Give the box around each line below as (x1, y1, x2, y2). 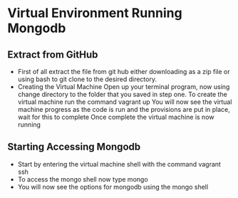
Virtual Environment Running (7, 5, 183, 21)
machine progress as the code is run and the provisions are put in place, (17, 105, 230, 113)
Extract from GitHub (7, 48, 98, 61)
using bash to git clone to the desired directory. (17, 75, 157, 83)
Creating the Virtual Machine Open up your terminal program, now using (17, 83, 230, 90)
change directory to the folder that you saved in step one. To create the (17, 90, 228, 98)
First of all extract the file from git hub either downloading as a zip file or (17, 68, 230, 75)
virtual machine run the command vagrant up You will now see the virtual (17, 98, 232, 106)
